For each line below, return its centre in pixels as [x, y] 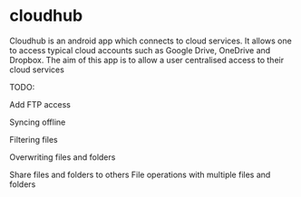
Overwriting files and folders [63, 157]
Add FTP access [40, 104]
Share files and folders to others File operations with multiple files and [140, 174]
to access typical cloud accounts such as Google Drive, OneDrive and [140, 50]
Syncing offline [38, 122]
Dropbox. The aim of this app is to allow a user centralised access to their [146, 60]
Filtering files [34, 139]
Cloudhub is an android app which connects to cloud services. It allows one [150, 41]
